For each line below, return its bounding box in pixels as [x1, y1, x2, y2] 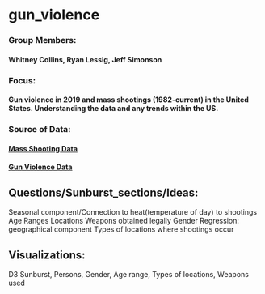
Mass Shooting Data [8, 143, 78, 153]
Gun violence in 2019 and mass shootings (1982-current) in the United [8, 95, 249, 104]
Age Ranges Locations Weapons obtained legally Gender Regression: [8, 216, 240, 226]
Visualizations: [8, 248, 86, 262]
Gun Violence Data [8, 162, 73, 172]
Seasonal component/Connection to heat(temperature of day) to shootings [8, 207, 257, 217]
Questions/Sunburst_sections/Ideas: [8, 185, 199, 199]
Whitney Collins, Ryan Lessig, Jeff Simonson [8, 54, 162, 64]
